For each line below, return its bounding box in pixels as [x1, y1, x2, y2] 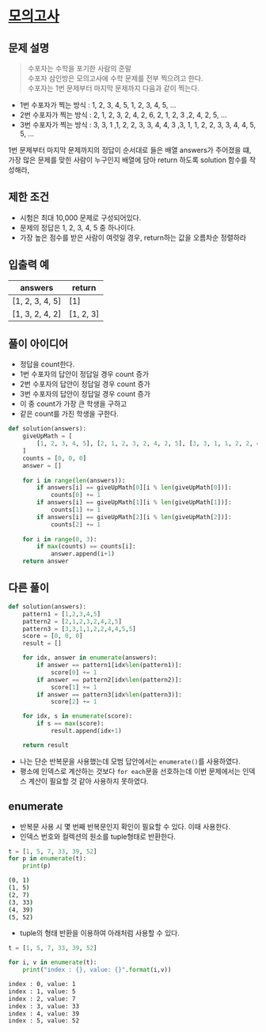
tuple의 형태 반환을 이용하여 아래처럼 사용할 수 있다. [19, 928, 180, 938]
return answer [22, 557, 69, 566]
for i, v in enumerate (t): [8, 958, 97, 966]
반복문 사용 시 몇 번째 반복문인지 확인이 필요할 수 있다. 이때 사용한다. [19, 821, 231, 831]
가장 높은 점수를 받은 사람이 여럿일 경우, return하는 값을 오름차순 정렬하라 [19, 233, 247, 242]
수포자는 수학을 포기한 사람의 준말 [27, 64, 132, 73]
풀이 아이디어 [8, 337, 69, 351]
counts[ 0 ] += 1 [50, 491, 101, 499]
